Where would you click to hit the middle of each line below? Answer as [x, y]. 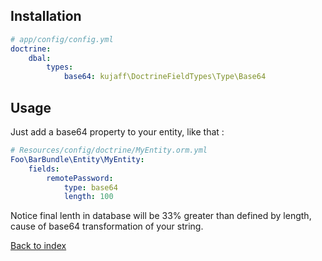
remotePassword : [80, 178]
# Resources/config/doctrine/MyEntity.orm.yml [109, 150]
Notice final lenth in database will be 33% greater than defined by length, [161, 216]
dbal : [40, 58]
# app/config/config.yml [62, 39]
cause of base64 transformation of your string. [107, 226]
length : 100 [88, 197]
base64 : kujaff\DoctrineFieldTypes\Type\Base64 [165, 77]
